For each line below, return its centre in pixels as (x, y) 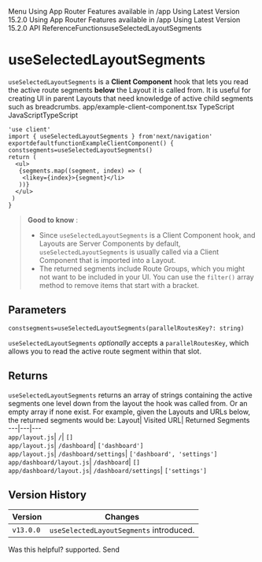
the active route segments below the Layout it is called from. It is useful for (130, 90)
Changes (122, 517)
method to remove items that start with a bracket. (119, 285)
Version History (47, 495)
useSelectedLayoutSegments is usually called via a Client (129, 252)
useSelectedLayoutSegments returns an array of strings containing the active (131, 395)
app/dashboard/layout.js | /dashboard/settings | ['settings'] (107, 470)
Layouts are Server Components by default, (110, 243)
